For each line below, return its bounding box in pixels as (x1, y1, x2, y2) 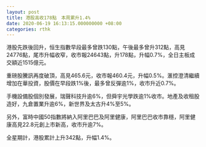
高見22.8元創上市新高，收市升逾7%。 (11, 121, 107, 129)
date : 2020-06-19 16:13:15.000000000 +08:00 (6, 20, 122, 26)
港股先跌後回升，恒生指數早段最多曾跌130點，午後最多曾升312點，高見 (6, 43, 186, 51)
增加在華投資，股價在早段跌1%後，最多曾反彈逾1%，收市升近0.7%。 (6, 80, 180, 87)
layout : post (6, 9, 40, 15)
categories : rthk (6, 26, 51, 32)
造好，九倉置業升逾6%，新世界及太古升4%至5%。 (6, 100, 135, 108)
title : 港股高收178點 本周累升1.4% (6, 15, 91, 21)
